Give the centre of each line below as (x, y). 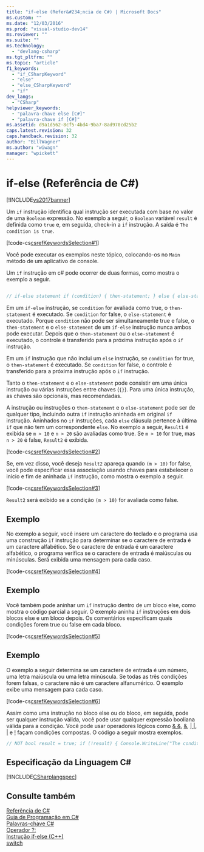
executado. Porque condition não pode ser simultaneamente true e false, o (100, 321)
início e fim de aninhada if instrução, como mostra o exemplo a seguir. (95, 476)
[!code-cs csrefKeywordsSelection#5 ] (53, 636)
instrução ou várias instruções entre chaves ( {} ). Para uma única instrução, (101, 390)
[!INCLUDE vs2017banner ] (39, 200)
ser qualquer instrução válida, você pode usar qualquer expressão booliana (101, 719)
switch (15, 843)
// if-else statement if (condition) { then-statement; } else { (90, 296)
